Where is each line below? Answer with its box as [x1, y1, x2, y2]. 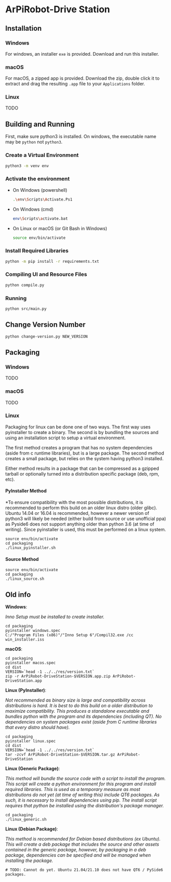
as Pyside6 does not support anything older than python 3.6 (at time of [5, 521, 155, 527]
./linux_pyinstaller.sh [5, 546, 56, 551]
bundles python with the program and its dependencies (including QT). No [5, 713, 162, 719]
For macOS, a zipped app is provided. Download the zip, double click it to [5, 75, 160, 81]
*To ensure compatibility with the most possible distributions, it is [5, 500, 143, 506]
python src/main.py [5, 306, 47, 311]
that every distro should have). [5, 725, 70, 731]
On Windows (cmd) [12, 206, 54, 212]
